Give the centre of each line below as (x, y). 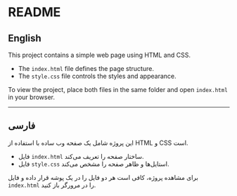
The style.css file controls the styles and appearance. (97, 76)
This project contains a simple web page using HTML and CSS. (99, 55)
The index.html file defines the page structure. (86, 68)
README (34, 12)
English (25, 38)
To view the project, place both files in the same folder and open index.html (118, 90)
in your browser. (32, 97)
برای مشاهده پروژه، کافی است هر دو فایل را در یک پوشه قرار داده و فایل (103, 177)
